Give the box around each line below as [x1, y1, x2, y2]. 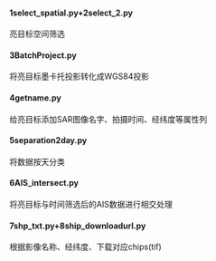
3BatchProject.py [9, 50, 77, 61]
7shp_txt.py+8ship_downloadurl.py [9, 220, 146, 231]
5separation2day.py [9, 135, 88, 146]
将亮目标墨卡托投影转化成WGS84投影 [9, 71, 149, 82]
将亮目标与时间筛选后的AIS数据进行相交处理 [9, 199, 174, 210]
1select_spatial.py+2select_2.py [9, 7, 134, 18]
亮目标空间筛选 [9, 28, 65, 40]
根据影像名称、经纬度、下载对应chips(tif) [9, 241, 162, 253]
